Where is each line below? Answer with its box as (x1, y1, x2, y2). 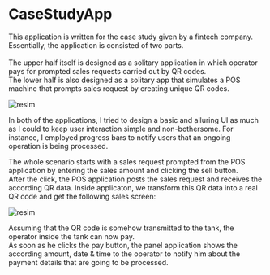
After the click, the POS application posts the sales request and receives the (8, 174, 263, 184)
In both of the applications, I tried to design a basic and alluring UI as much (8, 115, 259, 124)
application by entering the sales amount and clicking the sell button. (8, 165, 238, 175)
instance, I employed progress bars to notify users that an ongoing (8, 132, 231, 142)
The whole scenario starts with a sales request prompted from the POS (8, 156, 246, 167)
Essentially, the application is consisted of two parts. (8, 40, 184, 50)
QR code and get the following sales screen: (8, 191, 156, 201)
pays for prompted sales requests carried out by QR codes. (8, 66, 207, 76)
